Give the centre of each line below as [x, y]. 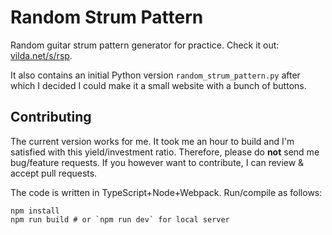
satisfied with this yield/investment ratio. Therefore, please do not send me [165, 152]
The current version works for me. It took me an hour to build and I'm [152, 141]
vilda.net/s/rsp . [41, 55]
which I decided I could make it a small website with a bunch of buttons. [158, 85]
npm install [35, 211]
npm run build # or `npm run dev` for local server [120, 219]
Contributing [51, 117]
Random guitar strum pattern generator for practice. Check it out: [145, 45]
